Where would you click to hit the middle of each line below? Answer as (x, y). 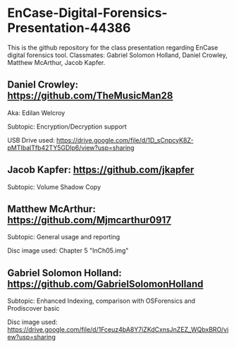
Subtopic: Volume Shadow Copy (54, 187)
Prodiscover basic (33, 308)
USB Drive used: (31, 140)
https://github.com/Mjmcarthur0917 (89, 220)
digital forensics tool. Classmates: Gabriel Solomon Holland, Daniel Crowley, (117, 55)
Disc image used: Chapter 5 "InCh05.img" (68, 251)
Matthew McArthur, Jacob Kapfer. (56, 62)
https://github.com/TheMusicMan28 (90, 96)
